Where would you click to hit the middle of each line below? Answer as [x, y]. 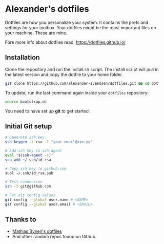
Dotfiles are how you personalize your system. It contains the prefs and [77, 22]
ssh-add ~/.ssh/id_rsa [28, 160]
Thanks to [21, 219]
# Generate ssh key [25, 137]
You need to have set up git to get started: [48, 111]
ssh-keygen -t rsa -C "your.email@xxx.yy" [49, 142]
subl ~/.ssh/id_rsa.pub [29, 173]
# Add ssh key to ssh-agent [34, 151]
